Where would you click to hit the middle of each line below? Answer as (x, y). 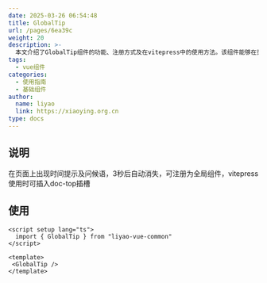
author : (21, 97)
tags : (17, 60)
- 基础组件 (31, 89)
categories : (28, 75)
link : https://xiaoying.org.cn (67, 112)
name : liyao (35, 104)
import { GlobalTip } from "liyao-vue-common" (94, 236)
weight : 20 (26, 38)
